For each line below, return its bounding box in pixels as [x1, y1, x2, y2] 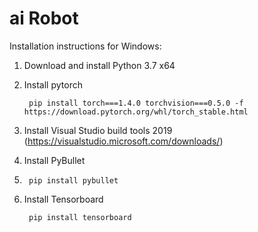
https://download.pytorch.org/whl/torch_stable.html [23, 107, 249, 117]
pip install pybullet [28, 175, 119, 186]
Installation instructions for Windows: [9, 40, 162, 52]
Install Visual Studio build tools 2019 [23, 124, 173, 136]
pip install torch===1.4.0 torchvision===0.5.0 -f [28, 98, 244, 108]
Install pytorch [23, 78, 83, 91]
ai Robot [9, 7, 79, 30]
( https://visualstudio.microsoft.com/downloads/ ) [23, 135, 224, 147]
